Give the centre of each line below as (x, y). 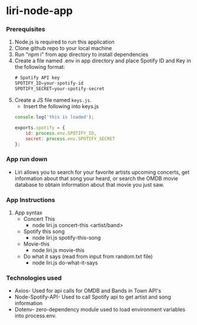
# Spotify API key (37, 78)
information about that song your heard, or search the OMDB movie (96, 178)
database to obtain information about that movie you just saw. (89, 184)
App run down (27, 159)
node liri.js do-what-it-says (65, 263)
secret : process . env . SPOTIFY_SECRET (70, 139)
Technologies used (34, 278)
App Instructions (31, 200)
